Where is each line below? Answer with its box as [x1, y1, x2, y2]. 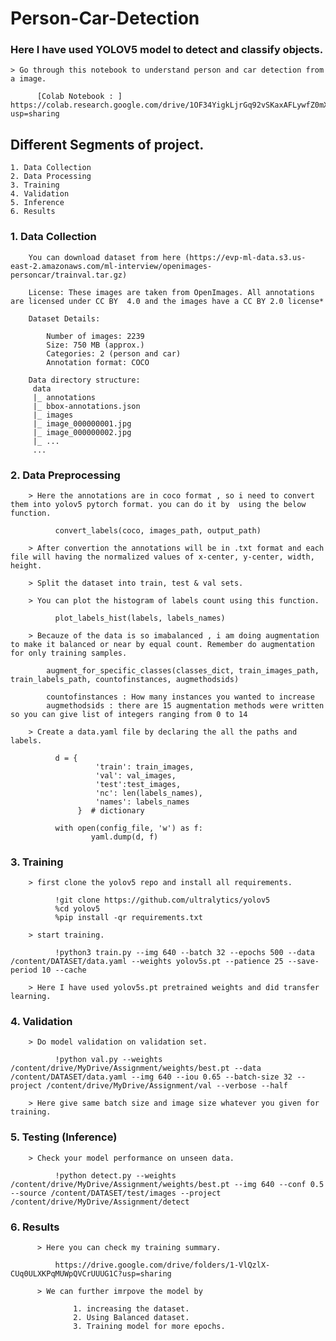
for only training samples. [10, 648, 128, 658]
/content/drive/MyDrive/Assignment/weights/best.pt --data [10, 1063, 262, 1074]
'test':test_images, [95, 779, 182, 789]
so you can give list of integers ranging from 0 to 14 [10, 709, 248, 719]
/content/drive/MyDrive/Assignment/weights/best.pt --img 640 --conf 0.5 [10, 1179, 325, 1189]
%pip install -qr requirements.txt [54, 913, 203, 923]
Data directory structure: [28, 375, 141, 385]
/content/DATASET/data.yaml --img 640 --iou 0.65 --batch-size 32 [10, 1072, 293, 1082]
